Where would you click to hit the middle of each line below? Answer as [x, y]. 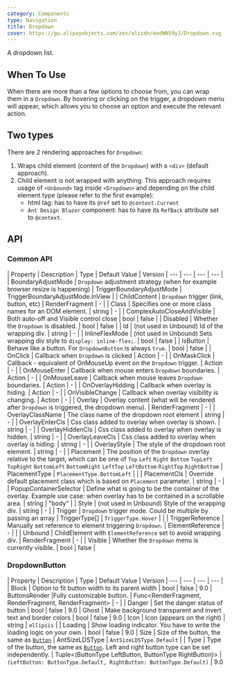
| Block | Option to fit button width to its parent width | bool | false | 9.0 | [110, 587]
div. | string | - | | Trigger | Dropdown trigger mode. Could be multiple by [108, 510]
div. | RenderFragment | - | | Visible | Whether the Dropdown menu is [103, 540]
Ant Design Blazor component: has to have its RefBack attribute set [123, 210]
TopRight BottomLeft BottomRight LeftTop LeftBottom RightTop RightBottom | [115, 466]
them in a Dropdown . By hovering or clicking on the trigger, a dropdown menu [116, 99]
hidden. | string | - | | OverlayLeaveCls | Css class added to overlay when [111, 437]
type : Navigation [32, 20]
